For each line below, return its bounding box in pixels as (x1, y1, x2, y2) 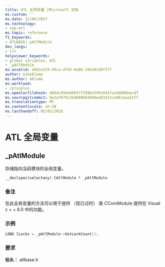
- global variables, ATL (5, 58, 56, 63)
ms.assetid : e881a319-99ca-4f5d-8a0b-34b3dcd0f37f (5, 67, 112, 72)
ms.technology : (5, 21, 37, 26)
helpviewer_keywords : (5, 53, 50, 59)
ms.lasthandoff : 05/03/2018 (5, 109, 63, 114)
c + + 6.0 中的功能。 (5, 206, 47, 212)
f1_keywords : (5, 35, 32, 40)
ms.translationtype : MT (5, 100, 55, 105)
